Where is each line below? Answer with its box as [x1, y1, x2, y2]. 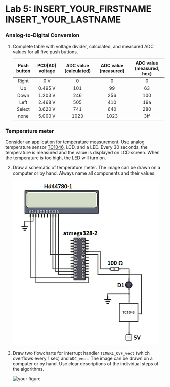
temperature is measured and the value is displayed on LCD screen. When [5, 150, 160, 156]
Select [17, 106, 30, 112]
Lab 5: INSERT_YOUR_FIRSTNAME [5, 3, 152, 15]
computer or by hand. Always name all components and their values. [12, 170, 156, 176]
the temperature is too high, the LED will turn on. [5, 155, 106, 161]
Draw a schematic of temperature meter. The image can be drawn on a [12, 165, 161, 171]
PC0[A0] [37, 63, 57, 69]
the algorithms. [12, 366, 45, 372]
